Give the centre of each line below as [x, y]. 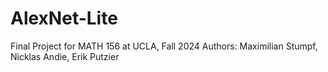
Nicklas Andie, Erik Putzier [65, 56]
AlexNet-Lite [64, 18]
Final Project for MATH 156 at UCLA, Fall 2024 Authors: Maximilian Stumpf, [164, 46]
